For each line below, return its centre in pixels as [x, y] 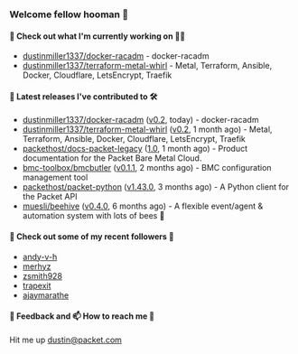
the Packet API [50, 197]
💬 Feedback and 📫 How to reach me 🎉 [82, 316]
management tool [55, 177]
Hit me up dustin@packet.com [65, 340]
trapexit [37, 285]
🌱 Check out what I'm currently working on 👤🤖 [98, 36]
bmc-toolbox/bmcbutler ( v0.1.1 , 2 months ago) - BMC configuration [147, 168]
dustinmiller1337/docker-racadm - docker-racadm [116, 56]
